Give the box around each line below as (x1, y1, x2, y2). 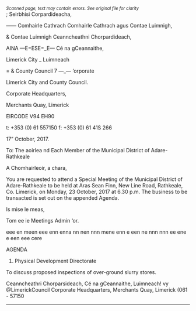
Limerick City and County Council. (6, 79, 89, 86)
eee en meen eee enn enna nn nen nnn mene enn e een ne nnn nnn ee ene (6, 228, 187, 235)
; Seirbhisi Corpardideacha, (6, 11, 72, 18)
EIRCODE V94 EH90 (6, 113, 55, 119)
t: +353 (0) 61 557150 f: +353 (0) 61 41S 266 (6, 124, 113, 131)
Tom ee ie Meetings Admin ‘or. (6, 217, 79, 224)
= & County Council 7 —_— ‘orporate (6, 67, 94, 74)
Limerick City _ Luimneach (6, 56, 70, 63)
